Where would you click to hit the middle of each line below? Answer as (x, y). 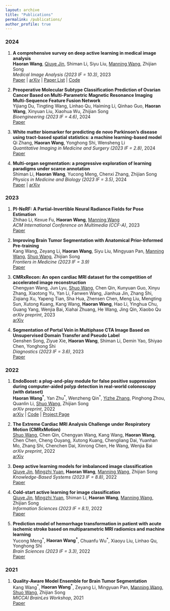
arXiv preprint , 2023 (34, 314)
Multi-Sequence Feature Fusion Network (56, 100)
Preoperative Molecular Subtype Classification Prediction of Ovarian (87, 90)
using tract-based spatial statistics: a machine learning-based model (87, 137)
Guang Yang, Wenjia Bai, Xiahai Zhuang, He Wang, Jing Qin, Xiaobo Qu (87, 309)
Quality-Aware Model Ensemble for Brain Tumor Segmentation (80, 581)
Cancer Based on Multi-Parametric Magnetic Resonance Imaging (82, 95)
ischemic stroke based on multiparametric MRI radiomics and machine (89, 529)
